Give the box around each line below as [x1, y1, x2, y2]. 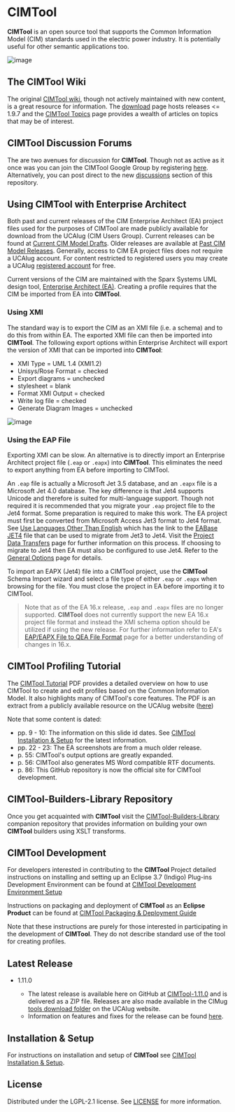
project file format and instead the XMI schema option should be [24, 617, 211, 626]
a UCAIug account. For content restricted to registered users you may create [7, 254, 229, 262]
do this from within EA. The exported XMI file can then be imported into [7, 330, 213, 339]
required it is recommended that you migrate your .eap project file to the [7, 501, 215, 509]
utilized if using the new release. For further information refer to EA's [24, 625, 222, 633]
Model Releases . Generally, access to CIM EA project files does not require [7, 246, 223, 255]
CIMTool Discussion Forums [7, 137, 133, 149]
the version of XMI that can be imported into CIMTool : [7, 346, 163, 354]
